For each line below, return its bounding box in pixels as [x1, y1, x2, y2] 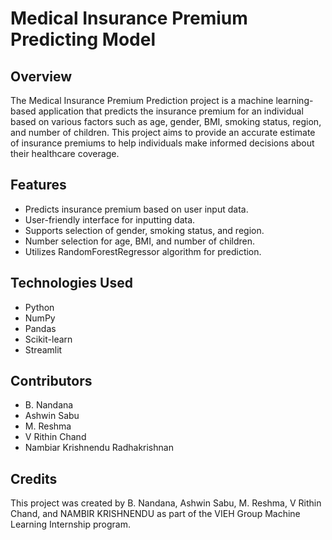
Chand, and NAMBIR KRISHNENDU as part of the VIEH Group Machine [10, 508, 301, 520]
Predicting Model [10, 28, 157, 51]
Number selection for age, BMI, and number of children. [24, 235, 256, 247]
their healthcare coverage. [10, 148, 120, 159]
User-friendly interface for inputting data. [24, 213, 196, 226]
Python [24, 301, 55, 313]
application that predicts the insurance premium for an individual [38, 105, 304, 117]
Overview [10, 68, 73, 85]
